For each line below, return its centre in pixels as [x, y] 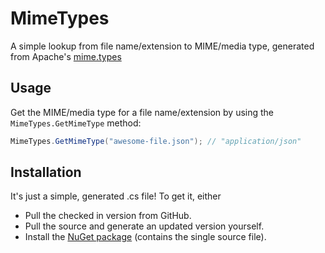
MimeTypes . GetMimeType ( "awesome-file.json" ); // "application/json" [156, 141]
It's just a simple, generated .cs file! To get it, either [116, 196]
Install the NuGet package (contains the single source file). [145, 237]
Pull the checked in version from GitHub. [108, 216]
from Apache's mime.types [66, 56]
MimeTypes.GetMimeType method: [76, 123]
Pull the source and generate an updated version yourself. [144, 226]
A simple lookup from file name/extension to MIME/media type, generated [162, 46]
